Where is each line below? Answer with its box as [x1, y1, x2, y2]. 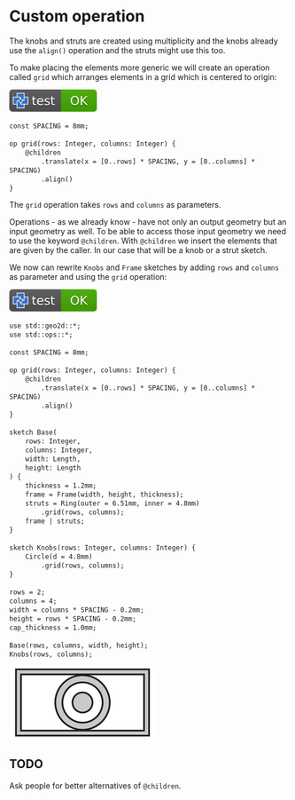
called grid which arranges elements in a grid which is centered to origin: [9, 71, 277, 82]
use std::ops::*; [9, 330, 74, 339]
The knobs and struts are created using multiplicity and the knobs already [9, 36, 279, 46]
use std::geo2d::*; [9, 321, 82, 330]
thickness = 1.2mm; [25, 481, 97, 490]
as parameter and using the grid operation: [9, 271, 167, 281]
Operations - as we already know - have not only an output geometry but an [9, 216, 287, 227]
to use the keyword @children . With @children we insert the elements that [9, 235, 277, 246]
